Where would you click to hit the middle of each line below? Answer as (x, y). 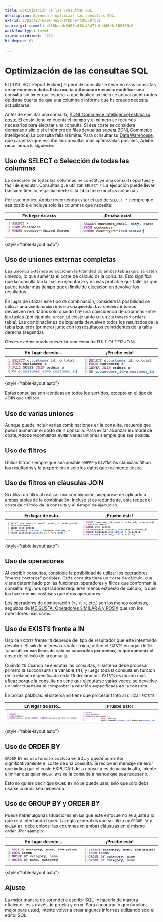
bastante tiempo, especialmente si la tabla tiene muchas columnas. (72, 190)
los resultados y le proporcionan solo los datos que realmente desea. (74, 468)
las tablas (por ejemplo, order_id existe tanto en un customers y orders (75, 317)
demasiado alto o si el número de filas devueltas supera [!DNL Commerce (79, 130)
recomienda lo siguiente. (30, 145)
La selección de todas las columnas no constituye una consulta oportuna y (80, 180)
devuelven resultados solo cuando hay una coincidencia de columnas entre (81, 312)
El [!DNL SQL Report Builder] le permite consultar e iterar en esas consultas (81, 84)
